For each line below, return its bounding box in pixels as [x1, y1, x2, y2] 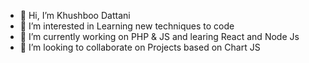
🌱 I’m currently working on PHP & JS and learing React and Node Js [19, 31, 300, 42]
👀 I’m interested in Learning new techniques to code [19, 20, 235, 32]
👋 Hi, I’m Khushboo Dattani [19, 10, 131, 21]
